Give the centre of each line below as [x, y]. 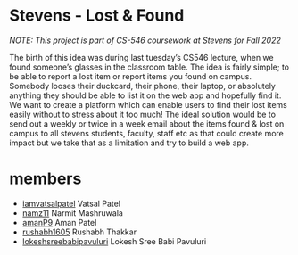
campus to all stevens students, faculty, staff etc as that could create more [146, 133]
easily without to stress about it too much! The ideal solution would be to [143, 114]
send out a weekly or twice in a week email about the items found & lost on [147, 123]
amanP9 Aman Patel [59, 222]
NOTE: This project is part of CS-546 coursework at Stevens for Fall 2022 [145, 40]
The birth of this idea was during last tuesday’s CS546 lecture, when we [141, 57]
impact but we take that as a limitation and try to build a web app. [129, 143]
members [46, 179]
